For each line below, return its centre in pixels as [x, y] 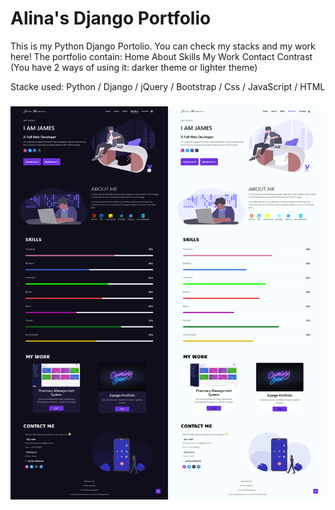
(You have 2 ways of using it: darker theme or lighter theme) [134, 67]
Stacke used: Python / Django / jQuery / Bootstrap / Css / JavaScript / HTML [168, 86]
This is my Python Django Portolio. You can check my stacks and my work [163, 46]
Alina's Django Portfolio [111, 18]
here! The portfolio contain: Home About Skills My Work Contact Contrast [161, 56]
